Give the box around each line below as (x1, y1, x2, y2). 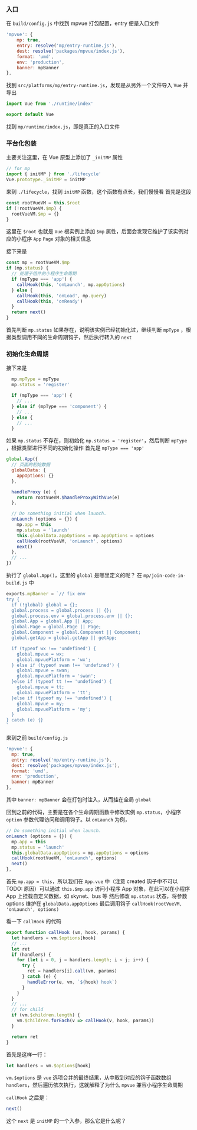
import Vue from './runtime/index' (6, 101, 94, 107)
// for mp (6, 166, 31, 172)
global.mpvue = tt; (17, 684, 65, 691)
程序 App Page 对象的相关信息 (21, 235, 91, 242)
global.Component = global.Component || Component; (11, 630, 142, 635)
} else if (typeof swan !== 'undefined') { (11, 662, 120, 668)
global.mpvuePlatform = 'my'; (17, 706, 91, 712)
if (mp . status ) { (6, 265, 49, 271)
